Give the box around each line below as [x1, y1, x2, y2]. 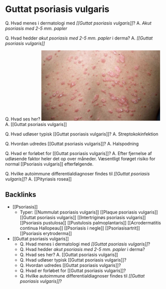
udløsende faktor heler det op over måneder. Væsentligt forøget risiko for [5, 155, 156, 161]
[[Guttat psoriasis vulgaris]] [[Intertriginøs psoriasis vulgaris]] [19, 214, 146, 220]
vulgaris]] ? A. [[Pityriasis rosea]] [5, 176, 72, 182]
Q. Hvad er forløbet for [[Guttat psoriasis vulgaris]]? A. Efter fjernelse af [5, 150, 152, 156]
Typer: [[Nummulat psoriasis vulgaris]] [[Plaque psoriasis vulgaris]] [19, 209, 158, 215]
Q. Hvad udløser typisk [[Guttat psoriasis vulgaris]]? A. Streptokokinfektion [5, 131, 159, 137]
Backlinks [5, 190, 36, 199]
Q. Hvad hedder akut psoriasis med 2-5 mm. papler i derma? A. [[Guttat [5, 35, 153, 41]
